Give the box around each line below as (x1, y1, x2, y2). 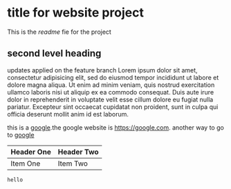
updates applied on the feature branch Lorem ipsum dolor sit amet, (7, 66, 198, 74)
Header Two (57, 147, 99, 157)
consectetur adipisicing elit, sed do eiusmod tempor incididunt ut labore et (7, 73, 219, 81)
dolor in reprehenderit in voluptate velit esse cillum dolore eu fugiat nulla (7, 95, 214, 103)
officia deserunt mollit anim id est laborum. (7, 110, 129, 118)
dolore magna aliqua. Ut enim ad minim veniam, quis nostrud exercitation (7, 81, 215, 89)
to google (7, 130, 35, 139)
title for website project (7, 5, 144, 21)
